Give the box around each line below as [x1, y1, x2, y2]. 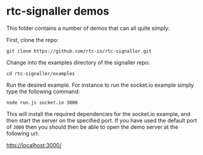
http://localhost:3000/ [6, 142, 62, 149]
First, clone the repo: [6, 36, 59, 43]
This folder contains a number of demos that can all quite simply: [6, 24, 170, 32]
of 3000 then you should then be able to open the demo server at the [6, 123, 179, 131]
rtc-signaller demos [6, 4, 109, 18]
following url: [6, 129, 39, 137]
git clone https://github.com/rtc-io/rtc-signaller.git [6, 48, 152, 54]
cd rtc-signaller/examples [6, 70, 75, 77]
